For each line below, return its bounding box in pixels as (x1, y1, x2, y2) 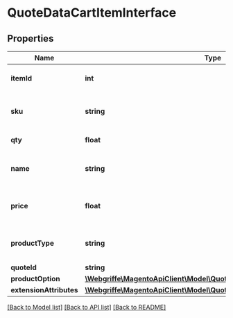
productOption (10, 274, 60, 283)
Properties (7, 33, 54, 44)
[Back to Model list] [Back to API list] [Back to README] (7, 303, 166, 311)
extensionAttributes (10, 285, 78, 294)
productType (10, 238, 54, 248)
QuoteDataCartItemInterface (7, 5, 177, 21)
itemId (10, 74, 33, 83)
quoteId (10, 262, 37, 272)
